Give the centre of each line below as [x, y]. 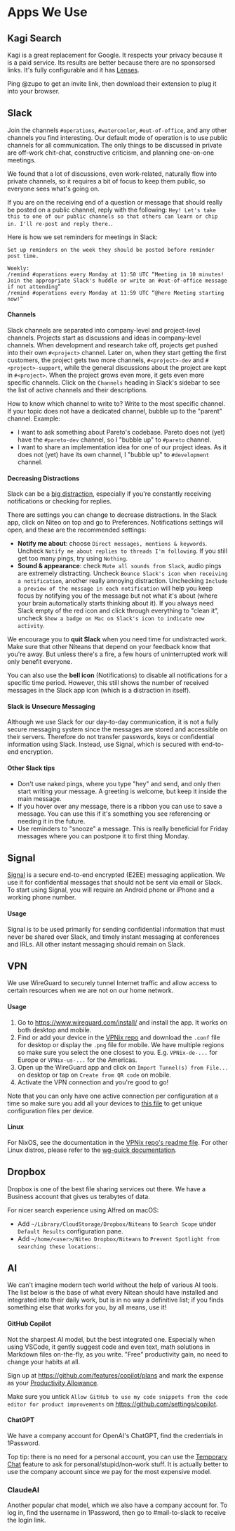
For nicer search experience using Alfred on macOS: [83, 1210]
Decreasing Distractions [43, 478]
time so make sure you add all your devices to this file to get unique [105, 1103]
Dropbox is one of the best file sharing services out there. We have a [106, 1189]
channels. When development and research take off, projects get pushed [113, 345]
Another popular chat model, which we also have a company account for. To [117, 1505]
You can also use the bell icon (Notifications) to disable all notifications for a [117, 675]
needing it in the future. [51, 821]
